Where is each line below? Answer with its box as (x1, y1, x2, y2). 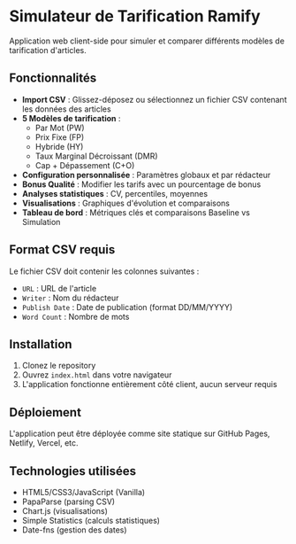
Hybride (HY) (34, 141, 84, 152)
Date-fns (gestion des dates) (21, 525, 127, 535)
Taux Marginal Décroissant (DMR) (34, 151, 158, 161)
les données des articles (21, 104, 112, 114)
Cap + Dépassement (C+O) (34, 159, 135, 170)
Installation (9, 337, 72, 352)
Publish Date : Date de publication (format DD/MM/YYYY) (21, 301, 233, 312)
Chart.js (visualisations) (21, 506, 109, 516)
